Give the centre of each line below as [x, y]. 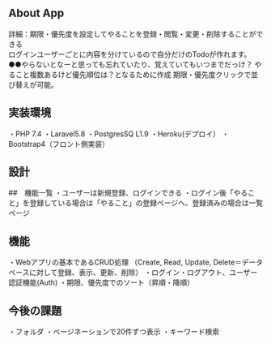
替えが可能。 [36, 84]
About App [36, 13]
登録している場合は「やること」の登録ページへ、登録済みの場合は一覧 [146, 203]
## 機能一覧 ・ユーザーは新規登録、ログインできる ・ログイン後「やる [128, 193]
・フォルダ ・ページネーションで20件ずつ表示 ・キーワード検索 [114, 332]
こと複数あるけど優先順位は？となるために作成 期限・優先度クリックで [133, 74]
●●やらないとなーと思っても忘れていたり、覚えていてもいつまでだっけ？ [131, 64]
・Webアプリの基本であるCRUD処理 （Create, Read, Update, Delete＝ [125, 262]
